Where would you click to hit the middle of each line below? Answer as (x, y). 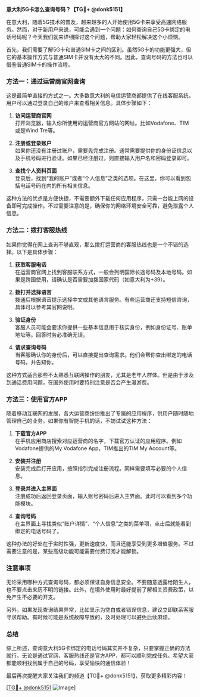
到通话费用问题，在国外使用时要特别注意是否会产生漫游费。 (79, 382)
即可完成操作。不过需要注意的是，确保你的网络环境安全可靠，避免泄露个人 (102, 206)
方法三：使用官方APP (37, 399)
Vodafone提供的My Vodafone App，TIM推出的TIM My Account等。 (97, 448)
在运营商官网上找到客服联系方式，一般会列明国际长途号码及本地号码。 (101, 272)
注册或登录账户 (33, 143)
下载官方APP (31, 433)
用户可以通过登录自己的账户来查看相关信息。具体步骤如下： (79, 103)
